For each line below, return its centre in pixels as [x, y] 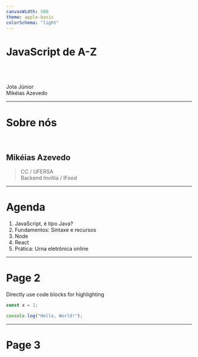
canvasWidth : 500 [27, 12]
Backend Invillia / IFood [49, 178]
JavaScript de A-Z [52, 52]
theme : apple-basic [30, 17]
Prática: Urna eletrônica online [51, 249]
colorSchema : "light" [33, 22]
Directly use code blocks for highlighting [55, 294]
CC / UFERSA [37, 172]
